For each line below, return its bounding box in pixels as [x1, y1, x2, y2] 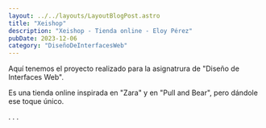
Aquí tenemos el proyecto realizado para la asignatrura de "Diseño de [8, 64, 240, 73]
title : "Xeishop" [8, 19, 67, 27]
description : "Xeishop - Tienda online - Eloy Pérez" [8, 27, 193, 35]
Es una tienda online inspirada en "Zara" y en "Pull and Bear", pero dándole [8, 88, 258, 97]
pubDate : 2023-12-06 [8, 34, 78, 43]
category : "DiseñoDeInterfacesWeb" [8, 42, 128, 50]
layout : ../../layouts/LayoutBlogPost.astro [8, 11, 160, 20]
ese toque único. [8, 97, 64, 106]
